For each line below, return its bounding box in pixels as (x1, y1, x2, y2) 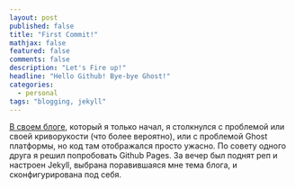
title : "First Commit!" (9, 30, 99, 39)
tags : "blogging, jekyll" (9, 96, 106, 106)
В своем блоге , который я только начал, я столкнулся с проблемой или (9, 121, 285, 132)
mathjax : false (9, 38, 67, 48)
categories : (9, 80, 54, 89)
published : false (9, 22, 75, 31)
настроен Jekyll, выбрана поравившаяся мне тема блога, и (9, 159, 238, 171)
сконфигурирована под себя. (9, 169, 122, 180)
